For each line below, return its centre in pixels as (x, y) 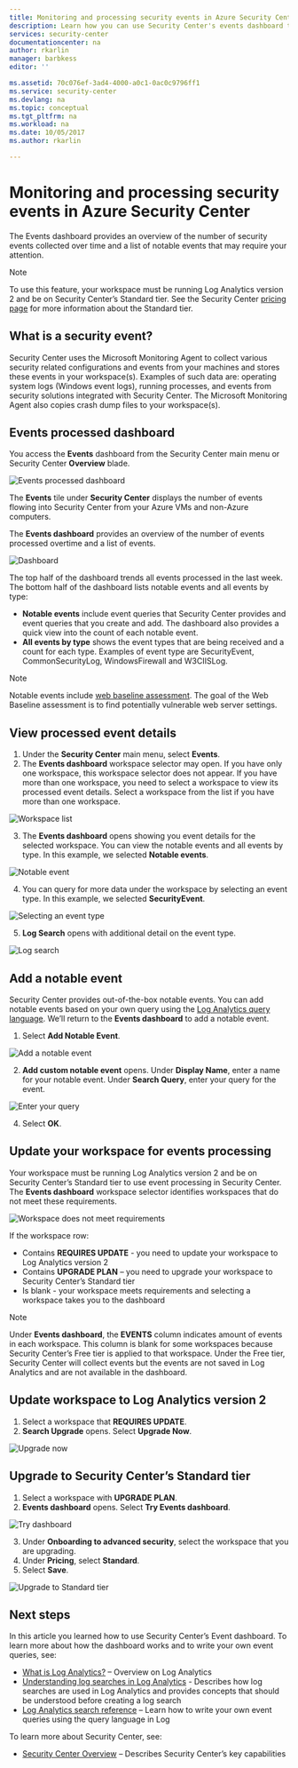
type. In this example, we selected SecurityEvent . (114, 899)
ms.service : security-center (63, 91)
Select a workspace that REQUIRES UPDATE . (104, 1422)
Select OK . (42, 1124)
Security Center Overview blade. (70, 464)
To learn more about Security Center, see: (86, 1737)
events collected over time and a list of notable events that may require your (148, 245)
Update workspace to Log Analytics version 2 (138, 1400)
